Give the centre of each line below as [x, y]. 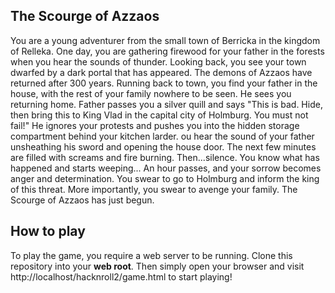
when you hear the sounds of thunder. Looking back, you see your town [158, 61]
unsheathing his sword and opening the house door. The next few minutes [163, 146]
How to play [48, 231]
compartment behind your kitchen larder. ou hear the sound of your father [162, 136]
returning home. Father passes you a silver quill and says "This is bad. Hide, [166, 104]
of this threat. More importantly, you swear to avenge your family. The [154, 189]
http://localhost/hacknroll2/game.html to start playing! [121, 276]
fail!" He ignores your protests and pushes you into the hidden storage [155, 125]
